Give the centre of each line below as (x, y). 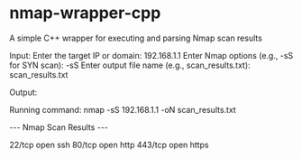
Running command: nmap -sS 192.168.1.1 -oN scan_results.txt (123, 109)
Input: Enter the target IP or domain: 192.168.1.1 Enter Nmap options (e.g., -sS (151, 55)
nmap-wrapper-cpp (85, 13)
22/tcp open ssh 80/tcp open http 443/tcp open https (109, 145)
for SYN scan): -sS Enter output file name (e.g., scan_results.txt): (130, 65)
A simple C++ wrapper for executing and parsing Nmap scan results (136, 38)
